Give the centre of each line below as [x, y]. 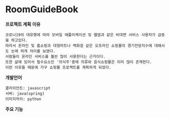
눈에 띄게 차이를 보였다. [33, 51]
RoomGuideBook [42, 9]
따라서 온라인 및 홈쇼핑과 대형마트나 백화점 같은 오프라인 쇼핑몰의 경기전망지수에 [79, 45]
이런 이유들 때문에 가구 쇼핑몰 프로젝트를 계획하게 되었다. [58, 67]
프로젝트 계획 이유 [23, 24]
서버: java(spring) [25, 93]
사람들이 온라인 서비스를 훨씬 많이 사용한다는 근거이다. [56, 56]
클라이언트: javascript [28, 88]
